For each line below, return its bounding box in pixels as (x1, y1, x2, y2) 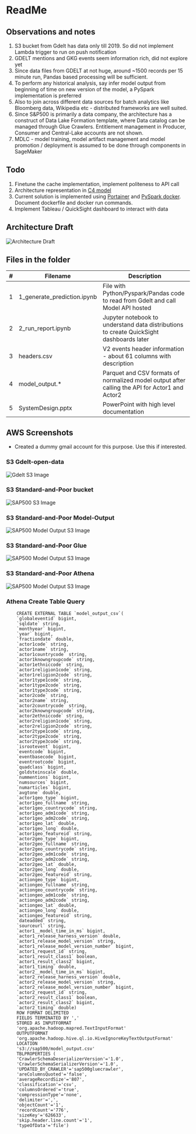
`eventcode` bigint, (16, 749, 66, 755)
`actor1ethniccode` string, (16, 662, 85, 668)
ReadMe (6, 4, 47, 17)
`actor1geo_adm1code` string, (16, 810, 90, 816)
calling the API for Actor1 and (102, 384, 184, 392)
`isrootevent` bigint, (16, 744, 72, 750)
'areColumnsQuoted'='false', (16, 1071, 87, 1077)
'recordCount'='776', (16, 1107, 69, 1114)
